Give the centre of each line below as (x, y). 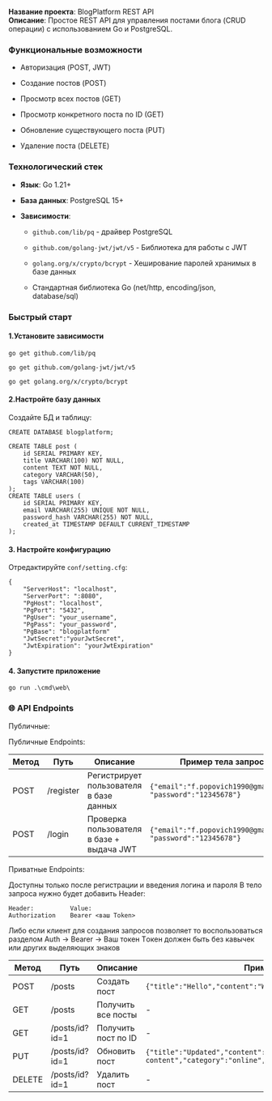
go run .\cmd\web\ (39, 688)
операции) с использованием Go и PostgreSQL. (91, 29)
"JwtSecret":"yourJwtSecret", (74, 639)
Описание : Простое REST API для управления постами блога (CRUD (127, 20)
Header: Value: (50, 908)
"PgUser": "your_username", (70, 618)
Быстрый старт (40, 317)
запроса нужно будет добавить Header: (77, 893)
